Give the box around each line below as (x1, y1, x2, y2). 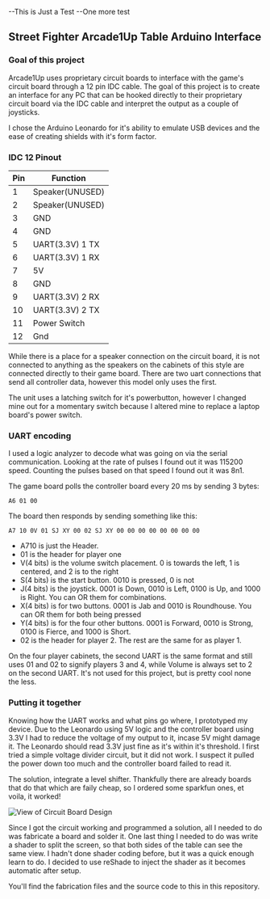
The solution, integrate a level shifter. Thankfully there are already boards (8, 774, 252, 783)
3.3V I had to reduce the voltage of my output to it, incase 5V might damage (8, 732, 260, 742)
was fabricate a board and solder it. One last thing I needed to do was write (8, 831, 259, 841)
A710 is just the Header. (19, 541, 99, 551)
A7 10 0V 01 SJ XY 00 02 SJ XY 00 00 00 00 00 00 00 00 (8, 527, 200, 535)
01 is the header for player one (19, 550, 123, 559)
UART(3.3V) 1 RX (32, 251, 100, 263)
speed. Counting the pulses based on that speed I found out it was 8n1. (8, 466, 244, 475)
